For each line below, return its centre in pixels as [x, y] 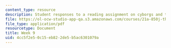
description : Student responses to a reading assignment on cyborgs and [84, 14]
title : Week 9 [20, 33]
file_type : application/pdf [35, 24]
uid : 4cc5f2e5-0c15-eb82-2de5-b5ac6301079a [52, 38]
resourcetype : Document [31, 28]
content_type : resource [31, 10]
